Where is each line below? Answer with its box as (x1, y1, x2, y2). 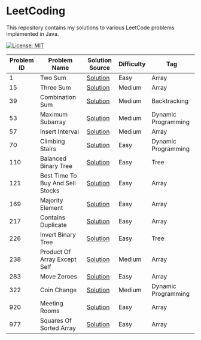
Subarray (39, 118, 66, 126)
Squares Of (39, 316, 72, 324)
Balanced (39, 154, 67, 163)
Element (39, 203, 63, 212)
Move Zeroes (39, 272, 78, 280)
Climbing (39, 137, 65, 145)
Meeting (39, 299, 63, 307)
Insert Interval (39, 127, 80, 136)
